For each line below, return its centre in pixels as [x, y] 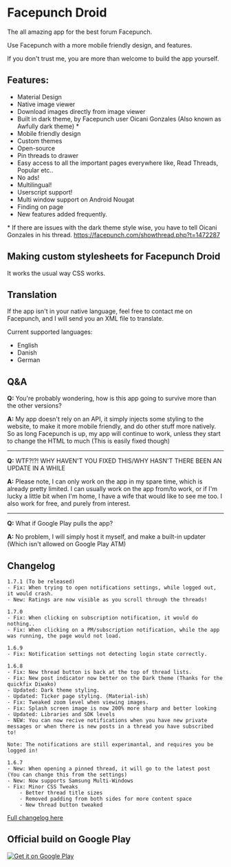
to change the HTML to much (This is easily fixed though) [89, 441]
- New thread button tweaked [61, 805]
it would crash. [30, 594]
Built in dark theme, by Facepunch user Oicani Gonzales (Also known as [119, 119]
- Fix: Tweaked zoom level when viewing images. [78, 702]
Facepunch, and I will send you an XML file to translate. [85, 319]
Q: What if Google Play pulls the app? [60, 524]
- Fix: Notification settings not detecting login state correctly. [107, 654]
